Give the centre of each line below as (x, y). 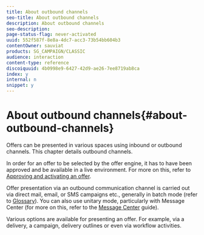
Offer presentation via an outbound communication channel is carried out (98, 188)
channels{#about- (140, 115)
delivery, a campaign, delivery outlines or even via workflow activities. (94, 225)
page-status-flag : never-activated (51, 35)
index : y (17, 74)
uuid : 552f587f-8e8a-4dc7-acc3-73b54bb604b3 (63, 40)
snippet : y (20, 86)
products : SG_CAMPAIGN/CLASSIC (46, 52)
